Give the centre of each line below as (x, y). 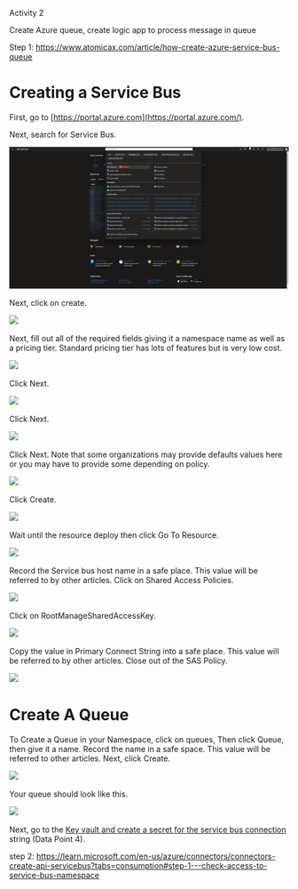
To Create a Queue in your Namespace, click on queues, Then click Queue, (147, 739)
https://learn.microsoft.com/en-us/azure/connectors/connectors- (157, 856)
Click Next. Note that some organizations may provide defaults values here (146, 454)
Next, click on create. (48, 302)
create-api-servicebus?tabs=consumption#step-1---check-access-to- (138, 865)
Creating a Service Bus (95, 93)
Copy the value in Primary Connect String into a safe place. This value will (144, 651)
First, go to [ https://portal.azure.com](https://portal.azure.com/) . (127, 117)
